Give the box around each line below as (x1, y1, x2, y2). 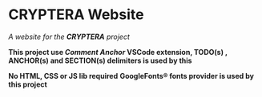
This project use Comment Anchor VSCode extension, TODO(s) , (8, 47, 228, 56)
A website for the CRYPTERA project (8, 32, 131, 41)
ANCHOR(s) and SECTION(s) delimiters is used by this (8, 56, 192, 65)
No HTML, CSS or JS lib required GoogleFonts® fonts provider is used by (8, 71, 255, 80)
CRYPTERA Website (8, 6, 144, 24)
